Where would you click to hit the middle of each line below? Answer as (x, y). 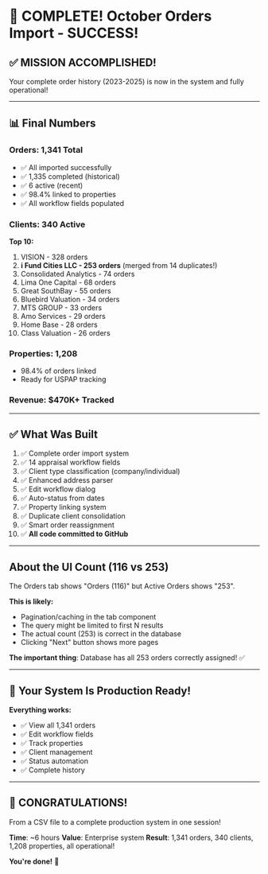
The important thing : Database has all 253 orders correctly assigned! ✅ (127, 658)
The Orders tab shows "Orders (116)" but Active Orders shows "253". (122, 586)
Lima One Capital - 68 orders (68, 282)
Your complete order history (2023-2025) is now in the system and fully (127, 82)
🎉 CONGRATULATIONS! (68, 803)
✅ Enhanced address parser (67, 480)
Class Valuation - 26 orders (65, 332)
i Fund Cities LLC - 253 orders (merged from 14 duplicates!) (119, 265)
